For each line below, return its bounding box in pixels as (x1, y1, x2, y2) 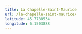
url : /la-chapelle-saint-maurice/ (5, 12, 77, 17)
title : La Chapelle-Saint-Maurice (5, 7, 77, 12)
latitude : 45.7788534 (5, 16, 50, 21)
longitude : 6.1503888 (5, 21, 50, 26)
